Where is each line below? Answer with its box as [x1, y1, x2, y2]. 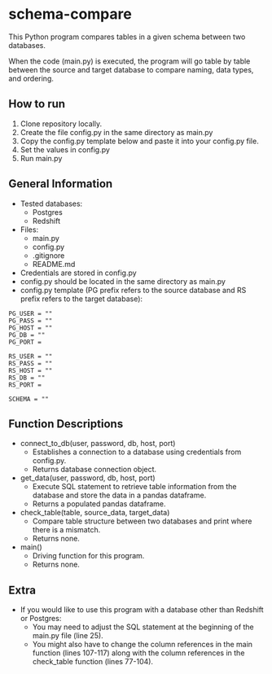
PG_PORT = [8, 338, 42, 346]
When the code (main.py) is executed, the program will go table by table [8, 56, 251, 66]
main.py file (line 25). [32, 631, 103, 641]
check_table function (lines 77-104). [32, 657, 153, 667]
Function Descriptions [8, 417, 124, 431]
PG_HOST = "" [8, 323, 53, 332]
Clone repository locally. [20, 119, 103, 129]
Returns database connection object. [32, 465, 157, 475]
